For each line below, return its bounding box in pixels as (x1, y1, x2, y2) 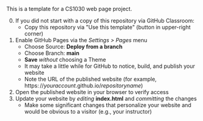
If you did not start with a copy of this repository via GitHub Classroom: (15, 17, 194, 24)
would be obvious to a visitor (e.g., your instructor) (24, 108, 152, 115)
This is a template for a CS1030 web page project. (6, 5, 133, 12)
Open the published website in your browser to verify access (15, 89, 169, 95)
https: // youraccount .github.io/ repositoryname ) (24, 82, 144, 89)
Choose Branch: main (24, 50, 79, 57)
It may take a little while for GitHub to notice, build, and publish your (24, 62, 196, 70)
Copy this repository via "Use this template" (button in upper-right (24, 24, 191, 31)
